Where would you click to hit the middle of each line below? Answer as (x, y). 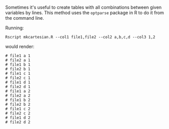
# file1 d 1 (18, 82)
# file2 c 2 (18, 113)
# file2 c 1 (18, 78)
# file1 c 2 (18, 109)
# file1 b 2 (18, 100)
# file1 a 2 (18, 91)
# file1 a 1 (18, 56)
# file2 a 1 (18, 60)
